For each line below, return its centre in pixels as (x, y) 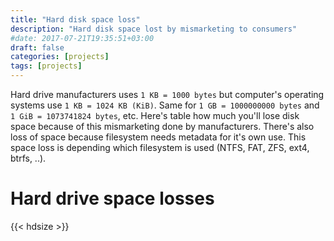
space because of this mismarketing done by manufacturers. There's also (162, 126)
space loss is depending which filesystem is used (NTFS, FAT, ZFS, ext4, (160, 147)
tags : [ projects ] (46, 66)
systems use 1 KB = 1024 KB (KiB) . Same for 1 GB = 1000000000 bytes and (165, 105)
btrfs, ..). (28, 158)
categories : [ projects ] (60, 57)
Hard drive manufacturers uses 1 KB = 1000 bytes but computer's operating (167, 94)
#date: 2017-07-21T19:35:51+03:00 (82, 38)
